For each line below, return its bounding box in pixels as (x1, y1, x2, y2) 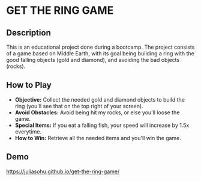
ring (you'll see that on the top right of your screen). (14, 102, 143, 109)
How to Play (6, 80, 52, 90)
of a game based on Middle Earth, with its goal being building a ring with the (6, 50, 195, 57)
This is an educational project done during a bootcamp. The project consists (6, 43, 195, 51)
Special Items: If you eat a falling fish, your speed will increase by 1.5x (14, 121, 190, 129)
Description (6, 28, 51, 38)
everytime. (14, 127, 42, 135)
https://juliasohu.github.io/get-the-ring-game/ (6, 168, 120, 175)
